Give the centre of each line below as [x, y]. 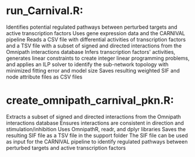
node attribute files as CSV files [44, 77]
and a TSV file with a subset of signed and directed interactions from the [94, 46]
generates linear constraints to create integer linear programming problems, [98, 58]
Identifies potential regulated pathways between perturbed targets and [92, 27]
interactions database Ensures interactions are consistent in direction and [95, 123]
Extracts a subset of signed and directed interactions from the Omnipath [93, 117]
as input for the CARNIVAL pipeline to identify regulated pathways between [97, 141]
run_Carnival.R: [45, 11]
